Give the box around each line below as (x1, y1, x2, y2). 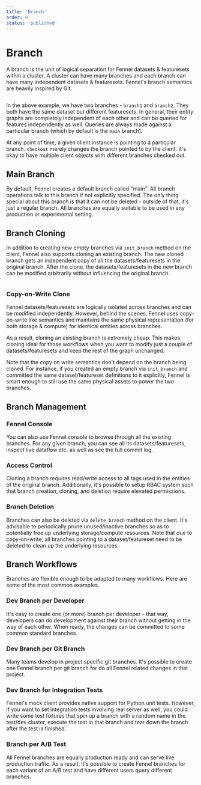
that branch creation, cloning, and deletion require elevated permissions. (6, 487, 186, 495)
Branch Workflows (6, 559, 77, 569)
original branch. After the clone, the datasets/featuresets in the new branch (6, 263, 193, 270)
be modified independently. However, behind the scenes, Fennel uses (6, 310, 179, 317)
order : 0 (6, 14, 28, 20)
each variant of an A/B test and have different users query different (6, 766, 172, 774)
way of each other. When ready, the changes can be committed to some (6, 623, 185, 630)
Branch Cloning (6, 228, 66, 238)
